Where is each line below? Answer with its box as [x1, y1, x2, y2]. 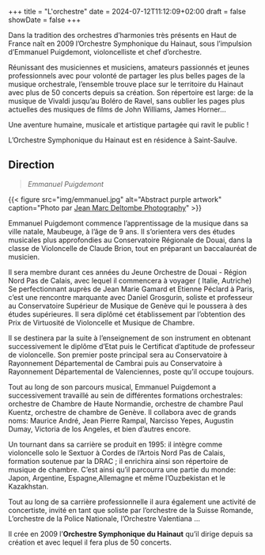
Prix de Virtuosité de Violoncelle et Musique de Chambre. [8, 317, 195, 327]
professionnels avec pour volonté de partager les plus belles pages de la [8, 71, 245, 80]
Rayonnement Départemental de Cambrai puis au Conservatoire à [8, 358, 223, 367]
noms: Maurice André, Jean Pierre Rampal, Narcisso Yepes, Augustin [8, 416, 234, 425]
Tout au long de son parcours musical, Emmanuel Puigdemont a [8, 382, 217, 391]
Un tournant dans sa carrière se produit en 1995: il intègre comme [8, 439, 223, 449]
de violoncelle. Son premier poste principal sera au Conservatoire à [8, 350, 228, 359]
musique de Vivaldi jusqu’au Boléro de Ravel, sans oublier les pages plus [8, 97, 245, 105]
